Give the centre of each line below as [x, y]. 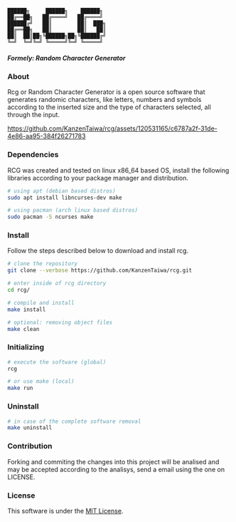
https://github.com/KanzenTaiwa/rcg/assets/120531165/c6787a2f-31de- [113, 128]
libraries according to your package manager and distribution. [98, 178]
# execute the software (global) [57, 362]
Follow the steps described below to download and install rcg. [98, 251]
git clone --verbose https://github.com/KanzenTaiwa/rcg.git [100, 271]
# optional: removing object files [60, 322]
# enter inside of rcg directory [57, 283]
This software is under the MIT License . [65, 511]
